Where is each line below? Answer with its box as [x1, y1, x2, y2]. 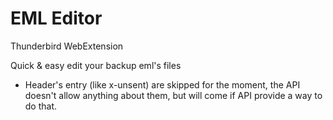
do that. [24, 100, 58, 112]
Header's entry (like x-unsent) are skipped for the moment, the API [24, 78, 301, 91]
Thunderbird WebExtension [10, 40, 124, 52]
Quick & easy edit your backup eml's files [10, 59, 182, 71]
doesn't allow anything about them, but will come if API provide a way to [24, 89, 323, 101]
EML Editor [10, 7, 103, 30]
